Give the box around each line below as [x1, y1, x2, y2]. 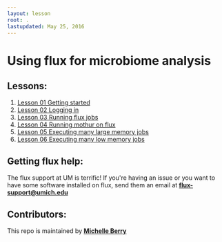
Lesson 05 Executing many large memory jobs [17, 128, 150, 136]
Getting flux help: [7, 155, 84, 167]
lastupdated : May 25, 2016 [7, 23, 85, 30]
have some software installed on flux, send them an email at [7, 181, 178, 189]
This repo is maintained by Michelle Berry [7, 227, 127, 235]
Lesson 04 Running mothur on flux [17, 120, 116, 129]
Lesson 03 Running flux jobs [17, 113, 99, 122]
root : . [7, 17, 30, 24]
